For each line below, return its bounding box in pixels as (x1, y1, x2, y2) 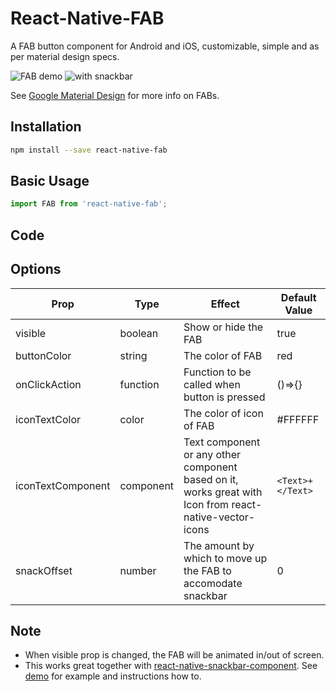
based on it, (183, 472, 239, 486)
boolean (119, 326, 159, 340)
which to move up (183, 551, 268, 565)
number (119, 563, 157, 577)
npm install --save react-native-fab (10, 145, 168, 155)
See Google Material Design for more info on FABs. (10, 89, 220, 101)
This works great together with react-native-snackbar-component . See (24, 660, 318, 672)
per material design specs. (10, 50, 120, 62)
